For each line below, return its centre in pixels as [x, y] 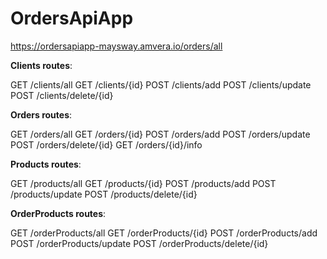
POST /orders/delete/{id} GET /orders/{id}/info [106, 144]
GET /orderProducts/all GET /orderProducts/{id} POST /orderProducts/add [164, 233]
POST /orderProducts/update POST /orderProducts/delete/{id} [139, 243]
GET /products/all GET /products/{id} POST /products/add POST [143, 183]
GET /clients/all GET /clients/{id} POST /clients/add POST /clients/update [161, 84]
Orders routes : [41, 114]
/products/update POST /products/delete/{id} [104, 194]
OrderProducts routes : [58, 213]
